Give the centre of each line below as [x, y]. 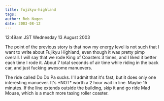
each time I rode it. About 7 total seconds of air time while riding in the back [82, 63]
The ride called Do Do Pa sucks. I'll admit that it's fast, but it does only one [81, 77]
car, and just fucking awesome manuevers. [49, 68]
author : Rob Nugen [24, 19]
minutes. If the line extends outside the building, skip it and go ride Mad [78, 88]
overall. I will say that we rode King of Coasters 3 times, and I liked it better [81, 58]
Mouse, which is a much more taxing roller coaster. [57, 93]
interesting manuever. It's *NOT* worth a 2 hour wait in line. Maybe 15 [76, 83]
